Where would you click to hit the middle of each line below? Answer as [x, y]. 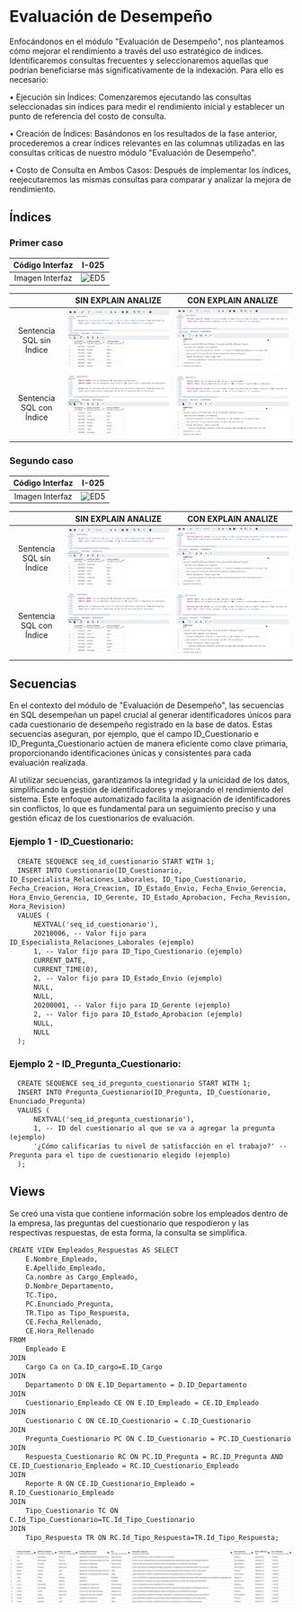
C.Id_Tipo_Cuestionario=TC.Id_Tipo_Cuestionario [102, 1519]
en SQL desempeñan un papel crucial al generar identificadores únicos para [151, 715]
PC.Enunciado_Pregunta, [70, 1304]
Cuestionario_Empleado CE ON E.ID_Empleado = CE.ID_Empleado [142, 1403]
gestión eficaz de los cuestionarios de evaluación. [102, 819]
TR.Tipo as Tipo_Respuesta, [78, 1313]
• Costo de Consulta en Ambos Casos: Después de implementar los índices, [150, 170]
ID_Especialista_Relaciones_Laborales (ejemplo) [102, 942]
